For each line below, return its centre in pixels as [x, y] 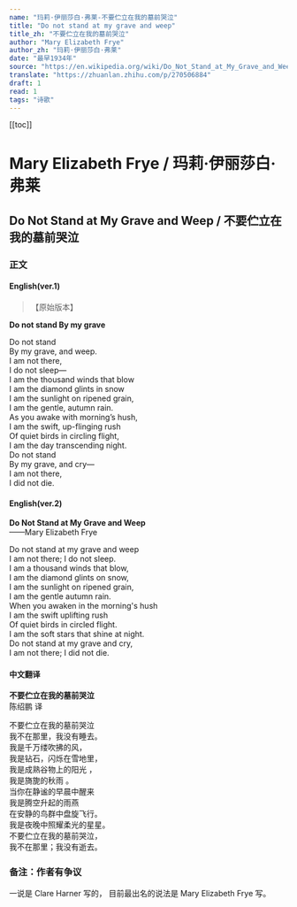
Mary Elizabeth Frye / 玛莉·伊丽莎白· [143, 163]
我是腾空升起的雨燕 [44, 803]
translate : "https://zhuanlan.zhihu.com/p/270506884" [110, 75]
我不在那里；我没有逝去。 [56, 847]
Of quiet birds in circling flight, [64, 436]
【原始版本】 [54, 307]
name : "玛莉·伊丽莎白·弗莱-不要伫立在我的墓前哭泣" [94, 17]
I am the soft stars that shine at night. [77, 634]
